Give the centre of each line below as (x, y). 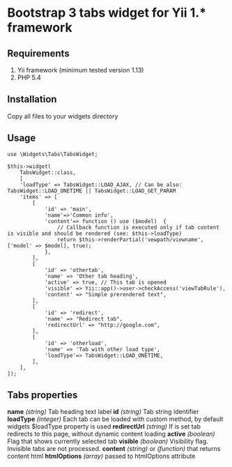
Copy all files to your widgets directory (63, 116)
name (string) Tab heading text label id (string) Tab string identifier (103, 412)
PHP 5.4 (29, 77)
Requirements (38, 53)
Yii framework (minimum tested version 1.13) (80, 70)
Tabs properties (42, 395)
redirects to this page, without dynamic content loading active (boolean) (111, 434)
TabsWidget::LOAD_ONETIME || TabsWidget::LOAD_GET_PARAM (92, 191)
